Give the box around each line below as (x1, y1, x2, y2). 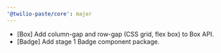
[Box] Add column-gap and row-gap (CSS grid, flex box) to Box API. (16, 30, 214, 38)
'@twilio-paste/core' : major (6, 10, 92, 18)
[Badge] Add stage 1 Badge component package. (16, 37, 160, 46)
